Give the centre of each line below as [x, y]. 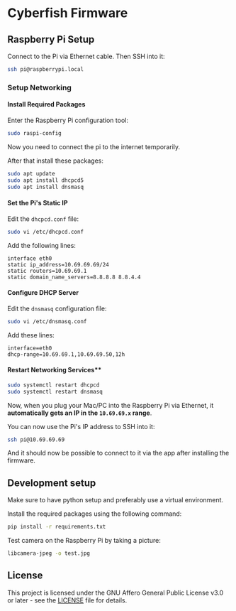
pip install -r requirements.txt [57, 527]
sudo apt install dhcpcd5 [45, 180]
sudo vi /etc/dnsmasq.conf [47, 321]
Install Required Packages [46, 104]
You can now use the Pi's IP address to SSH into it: [81, 426]
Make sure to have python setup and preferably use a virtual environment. [116, 500]
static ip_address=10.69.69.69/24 [58, 264]
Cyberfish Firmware [68, 13]
